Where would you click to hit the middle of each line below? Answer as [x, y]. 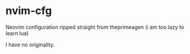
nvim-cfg [29, 11]
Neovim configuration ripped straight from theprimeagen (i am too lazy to [95, 27]
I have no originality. [30, 45]
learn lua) [17, 33]
